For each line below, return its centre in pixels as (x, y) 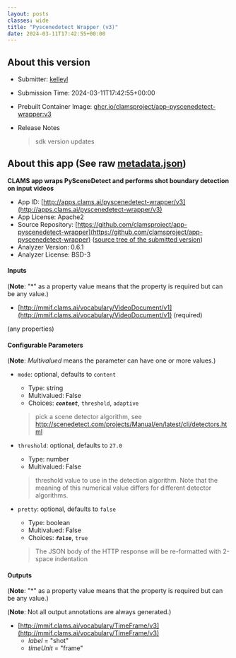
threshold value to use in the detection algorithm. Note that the (126, 481)
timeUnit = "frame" (55, 648)
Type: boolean (49, 523)
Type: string (46, 388)
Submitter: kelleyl (43, 79)
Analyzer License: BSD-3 (54, 254)
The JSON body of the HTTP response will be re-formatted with (128, 551)
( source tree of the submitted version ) (148, 239)
